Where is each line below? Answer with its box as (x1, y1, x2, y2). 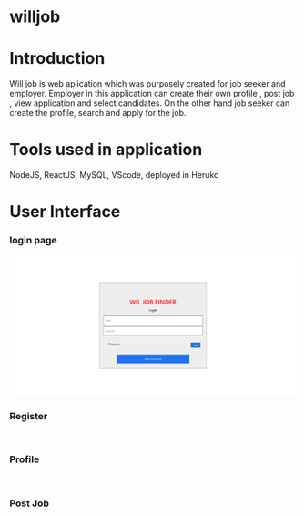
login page (9, 234, 57, 247)
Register (9, 410, 48, 423)
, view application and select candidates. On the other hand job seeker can (9, 98, 290, 108)
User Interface (9, 201, 121, 222)
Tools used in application (9, 139, 203, 160)
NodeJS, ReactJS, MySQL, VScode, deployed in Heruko (9, 170, 219, 181)
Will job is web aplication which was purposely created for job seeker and (9, 78, 286, 89)
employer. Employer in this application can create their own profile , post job (9, 88, 295, 99)
